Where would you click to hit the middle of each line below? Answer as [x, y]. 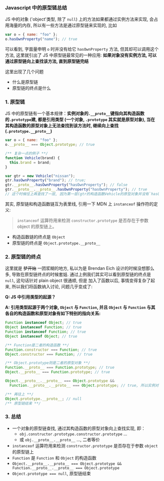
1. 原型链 [15, 102]
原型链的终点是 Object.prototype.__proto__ [56, 243]
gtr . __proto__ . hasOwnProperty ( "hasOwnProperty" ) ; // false [66, 185]
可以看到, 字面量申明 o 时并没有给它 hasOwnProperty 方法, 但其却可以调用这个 [82, 49]
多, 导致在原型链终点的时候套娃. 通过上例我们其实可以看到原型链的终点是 [78, 275]
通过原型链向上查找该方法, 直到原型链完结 [47, 61]
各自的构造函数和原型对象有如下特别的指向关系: [53, 314]
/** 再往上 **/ [19, 394]
